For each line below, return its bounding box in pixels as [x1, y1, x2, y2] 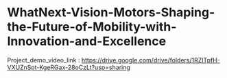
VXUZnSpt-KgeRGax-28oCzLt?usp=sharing [7, 63, 130, 71]
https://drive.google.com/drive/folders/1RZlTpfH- [81, 56, 221, 64]
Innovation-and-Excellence [7, 34, 167, 49]
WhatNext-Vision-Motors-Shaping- [7, 5, 215, 20]
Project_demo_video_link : [7, 56, 80, 64]
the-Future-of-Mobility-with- [7, 19, 177, 35]
